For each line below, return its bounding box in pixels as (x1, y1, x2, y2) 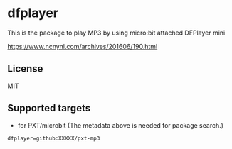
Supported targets (7, 102, 91, 114)
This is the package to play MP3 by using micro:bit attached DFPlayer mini (7, 28, 226, 37)
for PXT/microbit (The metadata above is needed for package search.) (17, 121, 224, 129)
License (7, 62, 43, 75)
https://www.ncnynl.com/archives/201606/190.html (7, 42, 158, 50)
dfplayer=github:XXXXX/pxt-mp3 (7, 135, 100, 142)
